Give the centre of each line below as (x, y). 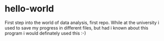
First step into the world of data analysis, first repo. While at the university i (82, 22)
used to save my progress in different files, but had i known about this (76, 27)
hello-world (29, 9)
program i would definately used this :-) (45, 33)
